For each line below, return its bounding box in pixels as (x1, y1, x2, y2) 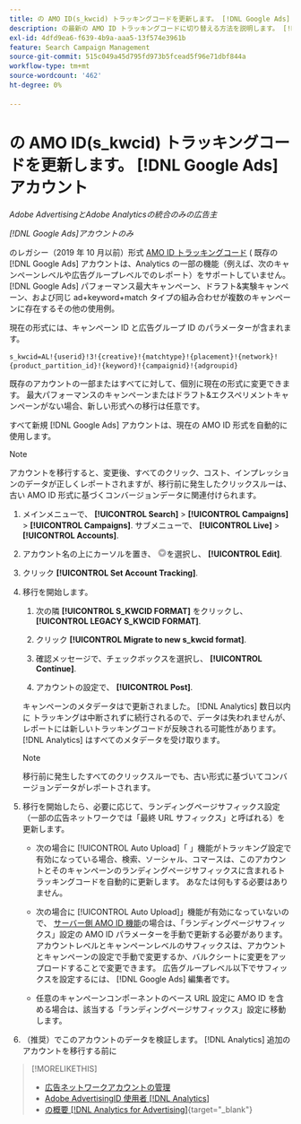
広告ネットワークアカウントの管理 (44, 1081, 171, 1093)
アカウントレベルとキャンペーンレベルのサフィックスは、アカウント (35, 939, 287, 950)
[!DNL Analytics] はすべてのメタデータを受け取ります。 (21, 734, 226, 745)
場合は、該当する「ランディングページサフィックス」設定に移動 (51, 1004, 287, 1015)
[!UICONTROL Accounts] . (21, 530, 119, 540)
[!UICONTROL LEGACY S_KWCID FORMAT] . (35, 615, 202, 627)
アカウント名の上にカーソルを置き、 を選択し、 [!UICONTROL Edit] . (21, 548, 282, 559)
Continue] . (35, 663, 77, 674)
